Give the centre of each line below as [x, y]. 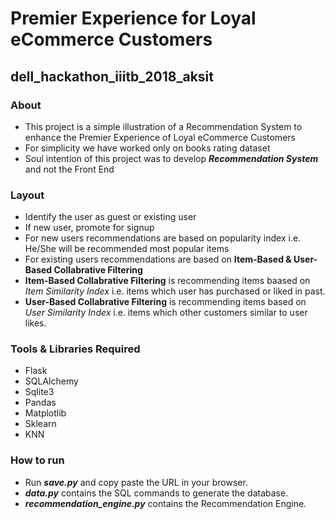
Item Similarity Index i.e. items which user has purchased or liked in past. [175, 291]
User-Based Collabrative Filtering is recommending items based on [165, 302]
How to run [37, 460]
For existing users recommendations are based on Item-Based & [158, 259]
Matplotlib [45, 413]
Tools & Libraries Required [75, 349]
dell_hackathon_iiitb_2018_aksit [112, 76]
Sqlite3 [39, 392]
